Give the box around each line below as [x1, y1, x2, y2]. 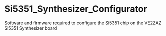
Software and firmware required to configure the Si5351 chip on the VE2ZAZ [4, 20, 162, 26]
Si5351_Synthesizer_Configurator [4, 3, 148, 15]
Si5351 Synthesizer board [4, 25, 57, 31]
